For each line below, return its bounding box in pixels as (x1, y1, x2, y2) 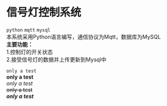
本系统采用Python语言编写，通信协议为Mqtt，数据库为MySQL (6, 33, 162, 40)
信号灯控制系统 (6, 5, 82, 19)
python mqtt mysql (6, 27, 51, 33)
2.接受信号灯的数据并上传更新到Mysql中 (6, 56, 107, 63)
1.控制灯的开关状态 (6, 48, 53, 55)
